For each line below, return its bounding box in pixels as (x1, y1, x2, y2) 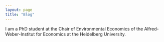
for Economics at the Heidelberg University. (36, 31, 126, 37)
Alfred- (144, 25, 159, 31)
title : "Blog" (5, 12, 35, 17)
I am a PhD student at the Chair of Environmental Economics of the (5, 25, 143, 31)
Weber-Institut (5, 31, 35, 37)
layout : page (5, 7, 33, 12)
